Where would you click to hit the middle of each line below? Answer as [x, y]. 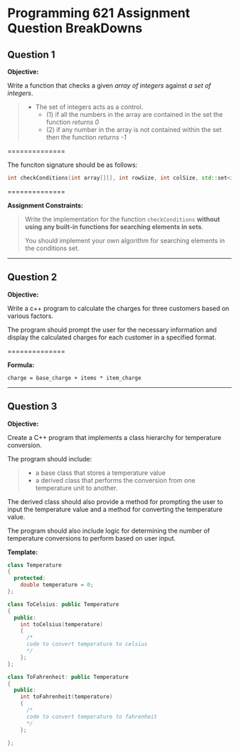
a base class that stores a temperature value [100, 473]
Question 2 [32, 277]
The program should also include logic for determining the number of [108, 531]
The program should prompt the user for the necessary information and [112, 329]
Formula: [21, 364]
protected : [30, 578]
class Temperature [34, 565]
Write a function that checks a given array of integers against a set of [109, 86]
